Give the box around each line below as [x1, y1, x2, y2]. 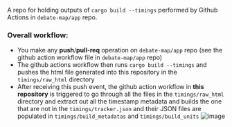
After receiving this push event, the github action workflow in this [17, 83, 204, 91]
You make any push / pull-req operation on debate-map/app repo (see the [17, 46, 223, 55]
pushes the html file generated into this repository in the [17, 68, 178, 77]
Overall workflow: [7, 30, 69, 40]
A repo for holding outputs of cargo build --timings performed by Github [7, 6, 218, 14]
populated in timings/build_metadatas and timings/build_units [17, 112, 199, 120]
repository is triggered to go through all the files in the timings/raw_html [17, 90, 224, 99]
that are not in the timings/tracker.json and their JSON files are [17, 105, 202, 113]
